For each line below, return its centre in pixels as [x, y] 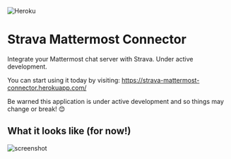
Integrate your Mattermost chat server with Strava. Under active [100, 59]
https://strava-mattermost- [160, 80]
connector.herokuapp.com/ [47, 88]
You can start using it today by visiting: [64, 80]
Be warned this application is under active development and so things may [116, 101]
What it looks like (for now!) [69, 131]
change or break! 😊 [36, 109]
